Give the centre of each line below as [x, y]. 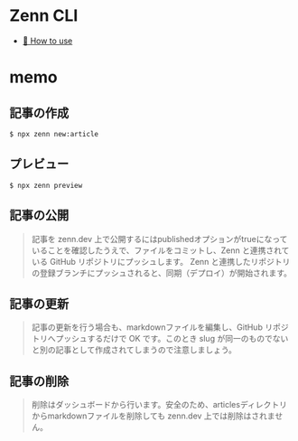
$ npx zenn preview [46, 185]
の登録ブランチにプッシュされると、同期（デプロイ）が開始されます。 [161, 273]
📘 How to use [47, 41]
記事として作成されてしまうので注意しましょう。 [146, 350]
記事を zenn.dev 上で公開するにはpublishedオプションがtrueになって [159, 239]
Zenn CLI [44, 16]
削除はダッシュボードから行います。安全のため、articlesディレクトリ [159, 405]
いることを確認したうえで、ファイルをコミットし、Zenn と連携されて [160, 250]
